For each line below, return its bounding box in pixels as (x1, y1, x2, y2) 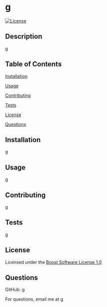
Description (5, 32, 42, 41)
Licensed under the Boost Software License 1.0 (5, 259, 102, 265)
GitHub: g (5, 287, 25, 293)
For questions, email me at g (5, 296, 64, 302)
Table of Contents (5, 60, 62, 69)
